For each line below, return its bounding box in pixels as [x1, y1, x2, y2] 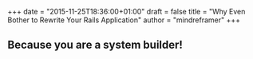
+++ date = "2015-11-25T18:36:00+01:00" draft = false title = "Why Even [7, 7, 246, 16]
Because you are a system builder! [7, 38, 183, 52]
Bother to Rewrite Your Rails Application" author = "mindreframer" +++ [7, 15, 241, 25]
